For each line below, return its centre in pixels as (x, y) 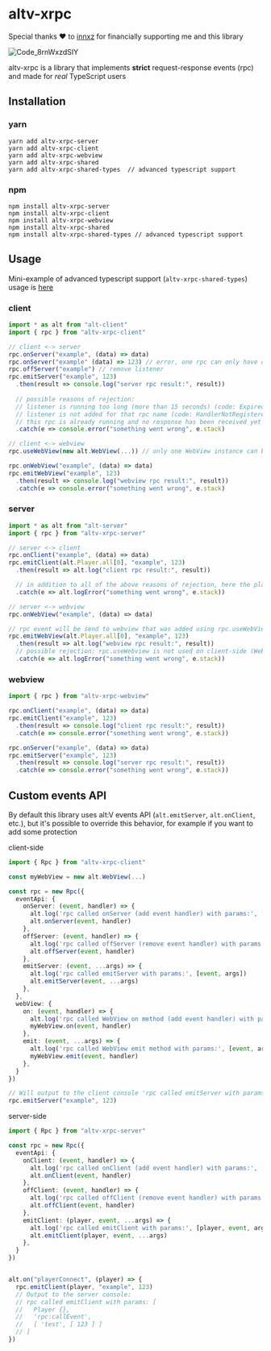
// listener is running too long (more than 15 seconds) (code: (126, 407)
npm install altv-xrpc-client (59, 213)
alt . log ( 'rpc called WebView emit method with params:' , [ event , (142, 1049)
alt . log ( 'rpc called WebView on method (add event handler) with (142, 1019)
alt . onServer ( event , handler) (80, 921)
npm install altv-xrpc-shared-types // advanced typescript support (126, 235)
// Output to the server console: (73, 1295)
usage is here (31, 287)
